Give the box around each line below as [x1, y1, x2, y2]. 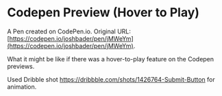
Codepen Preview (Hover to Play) [7, 5, 200, 20]
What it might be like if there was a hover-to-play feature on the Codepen [7, 54, 214, 63]
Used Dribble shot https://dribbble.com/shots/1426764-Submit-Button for [7, 75, 216, 83]
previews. [7, 62, 35, 70]
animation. [7, 82, 37, 91]
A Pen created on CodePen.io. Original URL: [7, 27, 132, 35]
